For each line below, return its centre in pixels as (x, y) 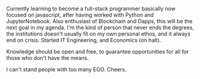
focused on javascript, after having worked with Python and (80, 15)
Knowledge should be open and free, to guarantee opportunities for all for (98, 52)
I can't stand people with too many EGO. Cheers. (66, 69)
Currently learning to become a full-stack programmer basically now (91, 9)
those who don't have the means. (47, 58)
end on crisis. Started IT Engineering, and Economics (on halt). (84, 40)
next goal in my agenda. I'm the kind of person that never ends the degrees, (100, 27)
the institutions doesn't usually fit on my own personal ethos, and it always (98, 34)
